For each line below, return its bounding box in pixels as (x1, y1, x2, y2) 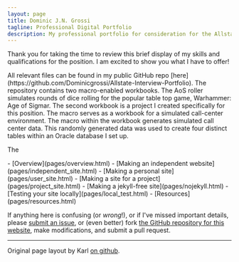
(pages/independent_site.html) (7, 167, 97, 175)
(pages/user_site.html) (7, 174, 73, 183)
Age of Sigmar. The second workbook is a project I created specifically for (7, 101, 225, 110)
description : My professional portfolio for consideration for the (7, 30, 212, 38)
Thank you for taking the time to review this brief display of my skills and (7, 50, 221, 58)
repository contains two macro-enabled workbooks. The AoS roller (7, 86, 203, 95)
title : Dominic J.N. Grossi (7, 17, 91, 24)
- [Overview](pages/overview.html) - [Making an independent (7, 159, 188, 168)
